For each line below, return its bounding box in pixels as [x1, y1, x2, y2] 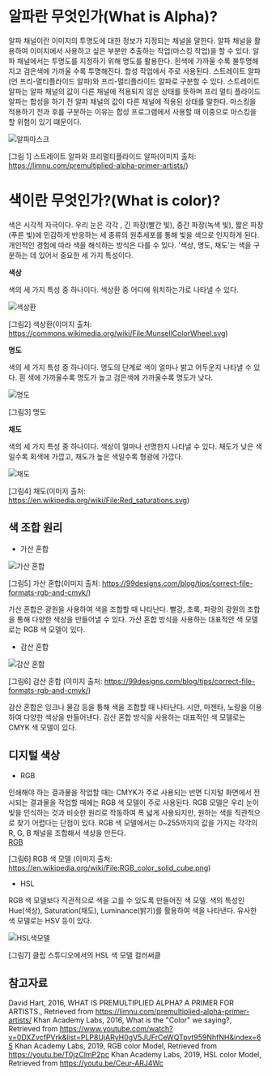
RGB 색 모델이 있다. [23, 624, 86, 634]
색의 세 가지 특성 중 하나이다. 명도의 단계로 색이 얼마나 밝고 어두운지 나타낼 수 [8, 362, 253, 372]
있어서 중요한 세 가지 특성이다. [38, 250, 134, 260]
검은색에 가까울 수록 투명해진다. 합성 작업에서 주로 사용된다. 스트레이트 [23, 66, 246, 75]
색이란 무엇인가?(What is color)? [8, 192, 221, 210]
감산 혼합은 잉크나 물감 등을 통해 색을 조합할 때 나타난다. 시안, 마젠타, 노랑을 [8, 702, 248, 712]
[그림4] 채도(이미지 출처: [8, 486, 87, 496]
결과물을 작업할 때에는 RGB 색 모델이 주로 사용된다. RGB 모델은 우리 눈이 [29, 797, 259, 807]
